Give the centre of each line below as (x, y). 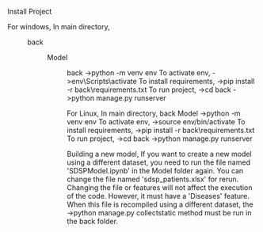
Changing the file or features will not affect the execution (160, 188)
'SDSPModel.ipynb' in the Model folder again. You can (155, 171)
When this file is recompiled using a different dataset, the (160, 204)
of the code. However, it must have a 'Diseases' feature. (158, 196)
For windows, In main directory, (59, 27)
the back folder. (92, 221)
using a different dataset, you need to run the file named (159, 162)
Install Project (30, 11)
